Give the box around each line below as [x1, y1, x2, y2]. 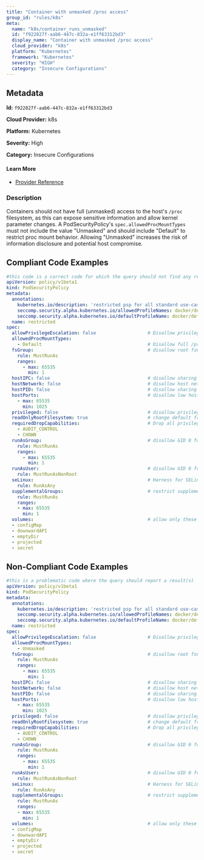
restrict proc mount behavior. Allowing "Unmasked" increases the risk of [6, 233, 188, 241]
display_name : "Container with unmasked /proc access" [12, 37, 154, 43]
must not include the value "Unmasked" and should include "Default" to [6, 227, 186, 234]
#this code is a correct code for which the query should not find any [6, 273, 191, 280]
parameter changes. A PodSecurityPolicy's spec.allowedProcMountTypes [6, 220, 186, 228]
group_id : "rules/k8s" [6, 15, 64, 21]
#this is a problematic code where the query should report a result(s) [6, 578, 194, 584]
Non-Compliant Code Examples [6, 562, 129, 572]
